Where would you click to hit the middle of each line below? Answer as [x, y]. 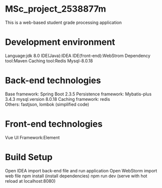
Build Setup [29, 157]
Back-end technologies [53, 81]
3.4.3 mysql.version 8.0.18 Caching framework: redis [58, 99]
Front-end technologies [54, 124]
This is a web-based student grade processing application [63, 22]
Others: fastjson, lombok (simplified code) [47, 104]
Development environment [60, 42]
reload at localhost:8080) [30, 181]
